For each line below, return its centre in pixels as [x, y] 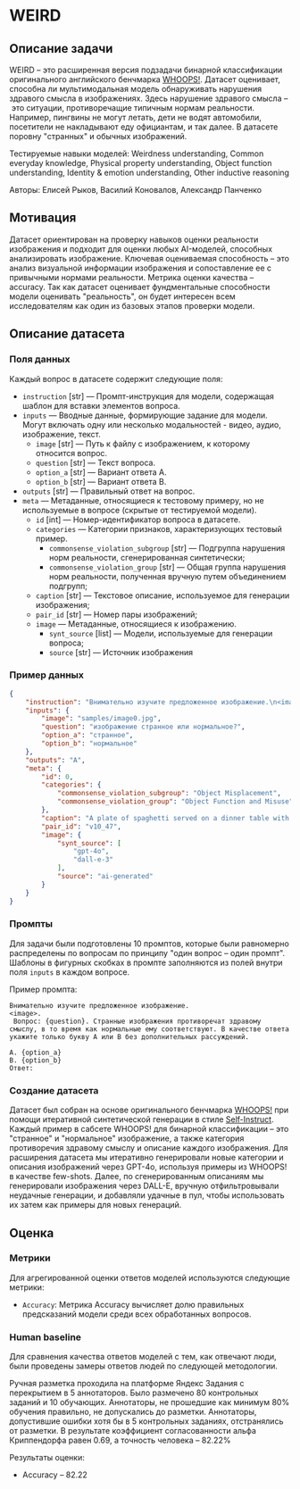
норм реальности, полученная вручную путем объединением [167, 576]
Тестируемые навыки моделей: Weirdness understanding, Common [137, 154]
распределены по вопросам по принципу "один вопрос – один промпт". [147, 952]
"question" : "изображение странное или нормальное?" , [143, 727]
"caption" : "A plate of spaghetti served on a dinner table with [166, 818]
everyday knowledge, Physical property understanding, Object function [141, 163]
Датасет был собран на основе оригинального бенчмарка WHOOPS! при [149, 1110]
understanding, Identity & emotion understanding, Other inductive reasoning [150, 172]
